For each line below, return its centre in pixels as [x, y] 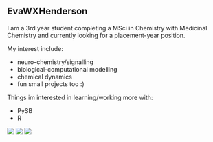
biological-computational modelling [67, 69]
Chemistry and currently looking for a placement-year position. [96, 35]
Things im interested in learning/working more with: [80, 97]
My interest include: [35, 48]
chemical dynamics [44, 77]
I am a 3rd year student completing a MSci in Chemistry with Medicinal [107, 28]
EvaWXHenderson [47, 11]
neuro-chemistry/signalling [55, 62]
